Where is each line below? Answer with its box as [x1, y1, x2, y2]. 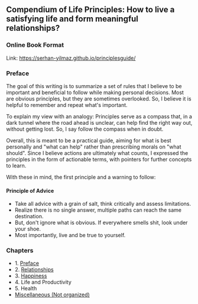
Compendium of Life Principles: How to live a [6, 5, 175, 15]
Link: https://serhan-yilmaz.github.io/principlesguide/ [6, 54, 136, 62]
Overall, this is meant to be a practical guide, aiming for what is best [6, 137, 171, 144]
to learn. [6, 162, 27, 169]
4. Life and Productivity [14, 279, 72, 286]
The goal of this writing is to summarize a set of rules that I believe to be [6, 82, 182, 89]
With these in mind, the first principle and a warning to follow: [6, 173, 156, 180]
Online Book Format [6, 41, 64, 49]
